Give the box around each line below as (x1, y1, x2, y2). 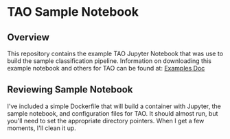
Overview (7, 31, 50, 43)
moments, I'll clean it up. (7, 124, 77, 132)
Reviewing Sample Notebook (7, 84, 133, 96)
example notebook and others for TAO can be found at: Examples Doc (7, 64, 205, 72)
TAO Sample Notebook (7, 4, 139, 20)
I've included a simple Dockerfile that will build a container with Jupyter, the (7, 102, 221, 110)
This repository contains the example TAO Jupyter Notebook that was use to (7, 49, 224, 58)
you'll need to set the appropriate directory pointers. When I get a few (7, 116, 205, 125)
